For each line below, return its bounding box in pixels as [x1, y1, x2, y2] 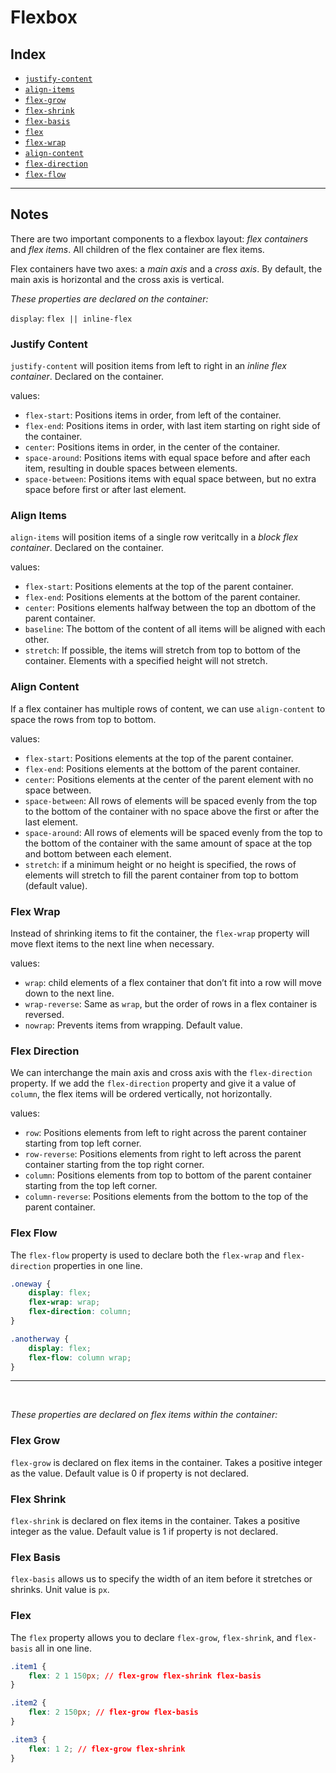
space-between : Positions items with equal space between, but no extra [24, 473, 317, 485]
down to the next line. [24, 987, 115, 999]
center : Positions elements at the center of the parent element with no [24, 773, 314, 785]
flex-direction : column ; [28, 1307, 132, 1317]
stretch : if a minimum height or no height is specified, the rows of [24, 858, 297, 870]
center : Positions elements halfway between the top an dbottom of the [24, 602, 317, 614]
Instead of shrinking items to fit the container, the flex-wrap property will [10, 927, 310, 939]
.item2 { [10, 1698, 47, 1708]
